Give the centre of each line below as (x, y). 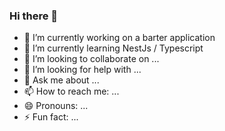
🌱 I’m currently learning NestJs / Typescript (113, 48)
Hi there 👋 (34, 16)
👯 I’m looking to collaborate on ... (91, 59)
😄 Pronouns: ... (56, 106)
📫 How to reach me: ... (71, 91)
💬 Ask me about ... (61, 80)
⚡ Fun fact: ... (51, 117)
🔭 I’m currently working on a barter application (119, 38)
